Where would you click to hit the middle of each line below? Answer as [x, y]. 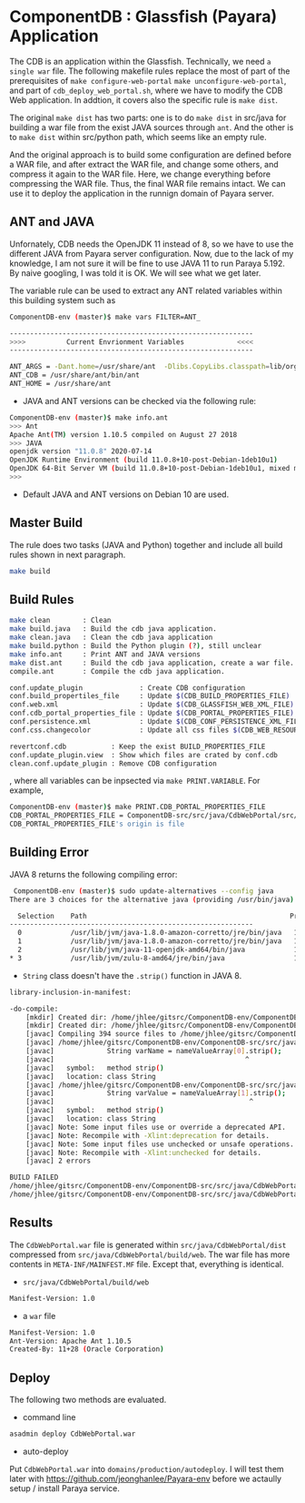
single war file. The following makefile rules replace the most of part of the [150, 71]
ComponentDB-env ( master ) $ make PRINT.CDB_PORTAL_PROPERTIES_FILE [138, 807]
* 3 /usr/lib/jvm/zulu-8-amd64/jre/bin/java [117, 958]
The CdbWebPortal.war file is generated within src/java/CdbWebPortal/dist [148, 1244]
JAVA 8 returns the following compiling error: [93, 874]
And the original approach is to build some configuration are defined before [151, 154]
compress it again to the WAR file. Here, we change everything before [140, 174]
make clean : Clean [60, 621]
